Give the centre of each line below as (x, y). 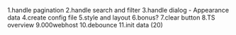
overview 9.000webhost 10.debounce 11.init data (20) (85, 25)
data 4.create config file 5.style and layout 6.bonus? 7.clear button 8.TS (111, 17)
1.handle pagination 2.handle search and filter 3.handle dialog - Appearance (118, 10)
